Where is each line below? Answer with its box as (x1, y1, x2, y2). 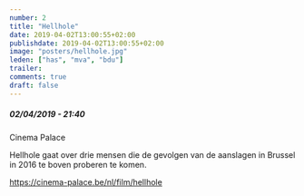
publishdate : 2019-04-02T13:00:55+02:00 (9, 38, 165, 48)
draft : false (9, 81, 59, 90)
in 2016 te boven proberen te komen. (9, 159, 147, 170)
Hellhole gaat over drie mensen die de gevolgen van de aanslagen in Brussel (9, 149, 296, 160)
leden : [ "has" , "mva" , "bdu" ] (9, 55, 124, 64)
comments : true (9, 73, 67, 82)
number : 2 (9, 13, 47, 23)
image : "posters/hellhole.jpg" (9, 47, 128, 56)
